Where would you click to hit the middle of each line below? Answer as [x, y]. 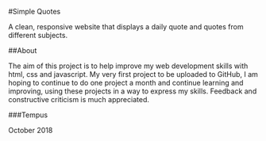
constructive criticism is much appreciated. [79, 99]
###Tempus [28, 115]
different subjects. [38, 35]
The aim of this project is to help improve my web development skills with [128, 66]
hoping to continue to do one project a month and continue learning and [126, 83]
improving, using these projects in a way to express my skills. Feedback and [133, 91]
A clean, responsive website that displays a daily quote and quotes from [126, 27]
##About [23, 50]
